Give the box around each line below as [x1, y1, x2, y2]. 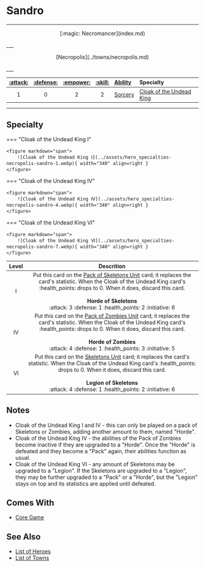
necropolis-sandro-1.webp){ [6, 160, 78, 166]
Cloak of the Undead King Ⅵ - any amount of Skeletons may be [15, 460, 175, 468]
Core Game [15, 514, 45, 521]
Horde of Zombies [88, 338, 136, 346]
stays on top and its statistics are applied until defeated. [15, 480, 156, 487]
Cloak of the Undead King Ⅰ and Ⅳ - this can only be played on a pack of [15, 421, 198, 429]
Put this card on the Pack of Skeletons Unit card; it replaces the [33, 271, 192, 278]
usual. [15, 454, 31, 461]
